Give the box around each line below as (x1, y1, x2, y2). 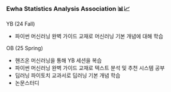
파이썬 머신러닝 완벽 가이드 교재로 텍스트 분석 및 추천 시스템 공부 (14, 65, 165, 72)
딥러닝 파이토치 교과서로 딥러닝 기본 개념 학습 (14, 72, 121, 79)
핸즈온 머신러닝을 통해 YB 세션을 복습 (14, 57, 102, 64)
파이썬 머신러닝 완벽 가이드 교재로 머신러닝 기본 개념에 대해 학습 (14, 33, 163, 40)
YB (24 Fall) (6, 20, 35, 27)
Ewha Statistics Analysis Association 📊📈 (6, 4, 130, 13)
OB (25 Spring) (6, 45, 44, 52)
